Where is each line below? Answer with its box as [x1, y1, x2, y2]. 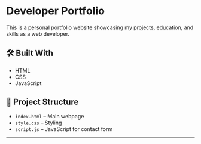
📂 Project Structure [6, 97, 79, 107]
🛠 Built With [6, 48, 54, 58]
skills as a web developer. [6, 30, 70, 37]
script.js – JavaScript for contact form [14, 125, 113, 132]
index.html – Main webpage [14, 112, 84, 120]
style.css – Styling [14, 119, 62, 126]
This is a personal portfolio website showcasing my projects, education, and [6, 24, 194, 31]
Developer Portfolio [6, 4, 105, 18]
